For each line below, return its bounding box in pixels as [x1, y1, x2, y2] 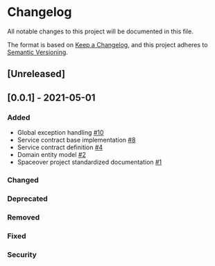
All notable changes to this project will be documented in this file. [7, 27, 194, 35]
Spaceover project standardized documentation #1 [17, 158, 162, 167]
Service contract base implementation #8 [17, 136, 136, 144]
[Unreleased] [7, 68, 66, 80]
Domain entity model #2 [17, 151, 87, 159]
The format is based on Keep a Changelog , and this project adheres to [7, 40, 208, 49]
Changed [7, 175, 40, 185]
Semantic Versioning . [7, 48, 68, 56]
